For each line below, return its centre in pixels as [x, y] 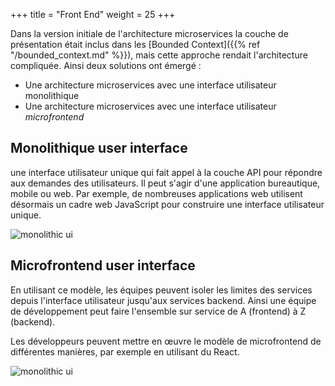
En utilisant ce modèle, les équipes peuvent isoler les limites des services [161, 290]
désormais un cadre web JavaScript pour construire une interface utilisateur [167, 204]
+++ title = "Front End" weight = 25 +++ [93, 14]
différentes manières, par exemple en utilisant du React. [125, 351]
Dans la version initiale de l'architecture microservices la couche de [149, 33]
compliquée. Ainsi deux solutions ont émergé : [106, 65]
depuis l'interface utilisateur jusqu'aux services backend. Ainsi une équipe [163, 300]
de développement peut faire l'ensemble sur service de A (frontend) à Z [158, 311]
